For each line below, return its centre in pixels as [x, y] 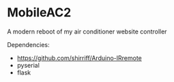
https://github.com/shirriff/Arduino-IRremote [79, 58]
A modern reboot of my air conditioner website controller [87, 31]
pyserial [28, 65]
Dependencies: [28, 44]
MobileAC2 [39, 13]
